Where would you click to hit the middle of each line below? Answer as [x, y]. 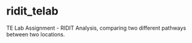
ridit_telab [33, 11]
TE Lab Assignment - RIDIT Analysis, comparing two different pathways [96, 28]
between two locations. [36, 34]
